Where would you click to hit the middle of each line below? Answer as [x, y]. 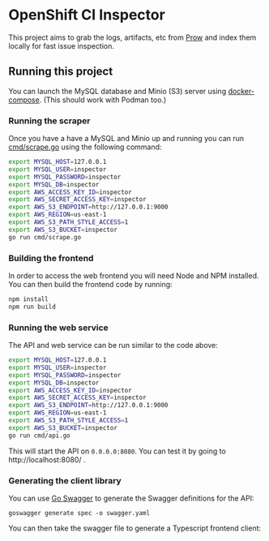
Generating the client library [65, 480]
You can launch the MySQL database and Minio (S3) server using [117, 91]
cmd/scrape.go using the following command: [85, 147]
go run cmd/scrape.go [45, 237]
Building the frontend [51, 258]
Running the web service [59, 328]
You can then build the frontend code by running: [90, 284]
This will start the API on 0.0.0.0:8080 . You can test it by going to [117, 451]
